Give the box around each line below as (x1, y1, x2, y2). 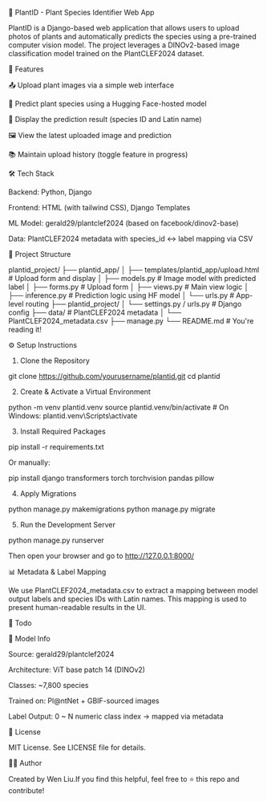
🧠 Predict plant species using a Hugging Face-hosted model (8, 99, 207, 108)
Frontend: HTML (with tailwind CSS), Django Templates (8, 203, 191, 212)
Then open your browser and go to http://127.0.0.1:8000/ (8, 551, 195, 560)
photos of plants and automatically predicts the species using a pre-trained (8, 32, 257, 41)
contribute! (8, 786, 45, 795)
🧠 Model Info (8, 634, 51, 643)
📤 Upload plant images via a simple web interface (8, 80, 175, 90)
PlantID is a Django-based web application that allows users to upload (8, 23, 240, 32)
